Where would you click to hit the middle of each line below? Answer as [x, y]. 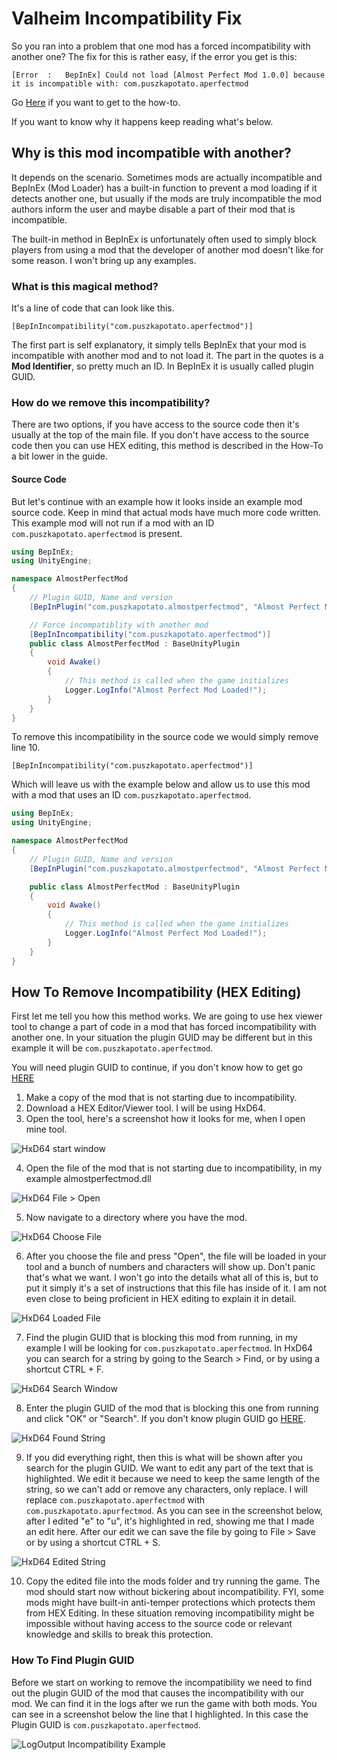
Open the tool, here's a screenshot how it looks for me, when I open [165, 1119]
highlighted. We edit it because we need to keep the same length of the [173, 1479]
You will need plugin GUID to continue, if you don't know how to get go [157, 1068]
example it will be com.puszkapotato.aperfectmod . [112, 1048]
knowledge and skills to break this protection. [119, 1634]
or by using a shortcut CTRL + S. [93, 1543]
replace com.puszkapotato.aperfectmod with [115, 1500]
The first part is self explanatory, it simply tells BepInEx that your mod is [159, 345]
